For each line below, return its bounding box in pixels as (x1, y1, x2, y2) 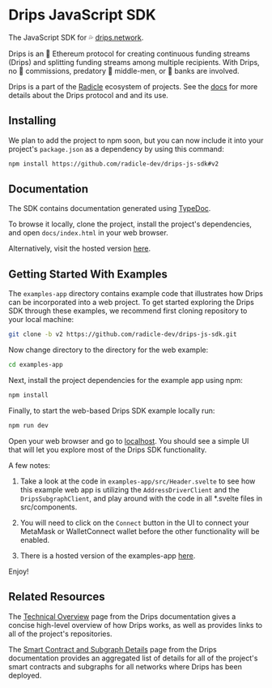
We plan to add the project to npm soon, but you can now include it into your (8, 135, 264, 145)
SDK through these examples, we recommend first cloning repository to (8, 306, 248, 316)
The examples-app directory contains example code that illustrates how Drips (8, 289, 263, 299)
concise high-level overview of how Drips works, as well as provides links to (8, 620, 263, 630)
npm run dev (8, 421, 49, 429)
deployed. (8, 670, 42, 680)
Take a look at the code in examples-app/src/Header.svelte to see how (19, 476, 256, 486)
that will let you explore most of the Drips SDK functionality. (8, 445, 207, 454)
